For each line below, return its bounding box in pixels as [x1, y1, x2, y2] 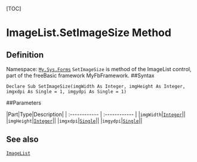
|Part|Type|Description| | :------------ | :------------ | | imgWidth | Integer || [6, 111, 186, 118]
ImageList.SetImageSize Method [6, 26, 172, 39]
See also [6, 135, 39, 145]
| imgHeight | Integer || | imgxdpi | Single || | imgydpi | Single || [6, 117, 143, 124]
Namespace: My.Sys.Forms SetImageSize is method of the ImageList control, [6, 66, 192, 72]
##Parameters [6, 99, 42, 106]
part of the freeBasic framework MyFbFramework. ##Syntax [6, 72, 155, 79]
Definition [6, 50, 44, 60]
